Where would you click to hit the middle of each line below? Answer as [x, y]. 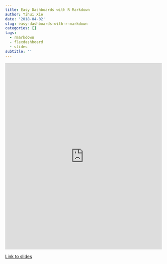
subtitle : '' [19, 51]
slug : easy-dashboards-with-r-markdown [46, 24]
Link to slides [19, 256]
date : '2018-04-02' [25, 19]
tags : [11, 33]
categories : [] [21, 28]
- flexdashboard [26, 42]
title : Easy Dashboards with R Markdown [48, 10]
